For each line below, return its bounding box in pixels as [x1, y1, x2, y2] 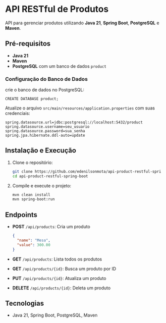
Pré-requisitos [5, 40, 51, 48]
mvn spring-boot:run [12, 197, 55, 202]
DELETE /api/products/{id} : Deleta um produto [12, 285, 111, 291]
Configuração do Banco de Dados [5, 75, 88, 82]
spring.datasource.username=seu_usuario [5, 124, 90, 129]
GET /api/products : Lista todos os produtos [12, 256, 103, 262]
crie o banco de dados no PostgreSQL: [5, 87, 84, 93]
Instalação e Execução [5, 146, 76, 155]
